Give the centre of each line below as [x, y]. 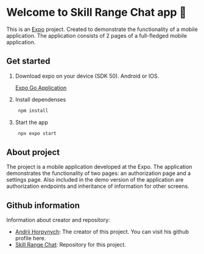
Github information [43, 205]
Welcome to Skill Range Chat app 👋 [97, 12]
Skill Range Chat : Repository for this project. [71, 245]
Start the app [32, 122]
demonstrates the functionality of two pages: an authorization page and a [99, 173]
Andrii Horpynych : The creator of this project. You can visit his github [102, 232]
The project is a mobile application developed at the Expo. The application [99, 167]
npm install [33, 111]
